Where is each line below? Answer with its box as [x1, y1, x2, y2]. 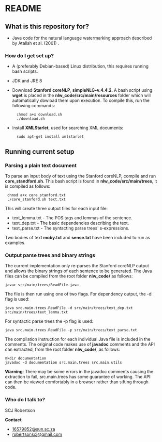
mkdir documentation [5, 356, 47, 361]
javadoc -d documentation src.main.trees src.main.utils [5, 360, 122, 365]
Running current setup [5, 147, 74, 156]
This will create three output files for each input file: [5, 205, 108, 211]
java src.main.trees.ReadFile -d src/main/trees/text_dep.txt [5, 306, 133, 311]
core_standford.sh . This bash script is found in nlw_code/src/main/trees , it [5, 178, 157, 184]
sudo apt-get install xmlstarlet [16, 134, 84, 139]
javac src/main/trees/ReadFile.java [5, 282, 79, 288]
